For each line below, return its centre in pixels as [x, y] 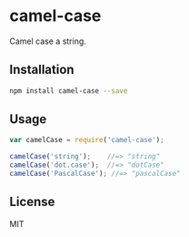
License [32, 202]
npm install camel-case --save [69, 91]
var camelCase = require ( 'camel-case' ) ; [87, 140]
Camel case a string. [48, 41]
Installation [42, 70]
